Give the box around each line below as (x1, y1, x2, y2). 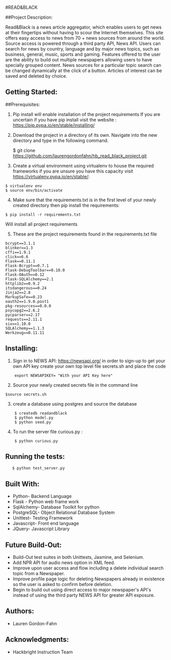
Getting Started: (5, 88, 58, 97)
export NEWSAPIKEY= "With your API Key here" (14, 373, 113, 378)
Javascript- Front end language (12, 521, 79, 527)
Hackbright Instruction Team (12, 649, 73, 655)
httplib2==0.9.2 (5, 281, 40, 286)
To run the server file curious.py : (12, 429, 83, 435)
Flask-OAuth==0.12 (5, 272, 44, 277)
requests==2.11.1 (5, 317, 42, 322)
